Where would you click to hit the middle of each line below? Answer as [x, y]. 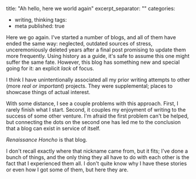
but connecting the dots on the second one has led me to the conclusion [94, 122]
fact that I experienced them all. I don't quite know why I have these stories [97, 163]
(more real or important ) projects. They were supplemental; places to [89, 86]
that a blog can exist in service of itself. [53, 128]
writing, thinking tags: [41, 20]
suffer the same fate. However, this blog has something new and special [93, 62]
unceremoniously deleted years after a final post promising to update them [96, 50]
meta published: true [39, 26]
